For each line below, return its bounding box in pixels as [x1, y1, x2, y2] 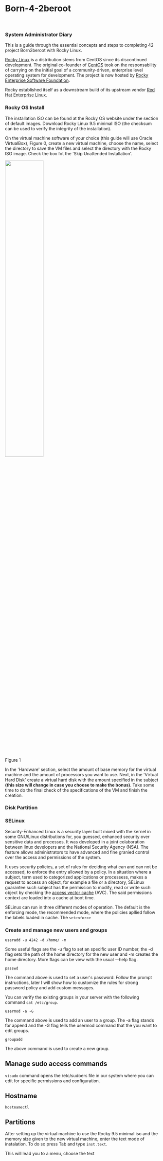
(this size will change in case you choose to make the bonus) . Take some [5, 782, 155, 788]
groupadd [5, 1037, 23, 1042]
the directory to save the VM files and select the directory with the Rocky [5, 145, 152, 151]
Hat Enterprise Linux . [5, 92, 47, 98]
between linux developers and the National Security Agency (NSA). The [5, 844, 149, 850]
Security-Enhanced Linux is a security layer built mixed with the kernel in [5, 828, 151, 834]
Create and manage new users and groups [5, 927, 108, 933]
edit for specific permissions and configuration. [5, 1078, 100, 1084]
